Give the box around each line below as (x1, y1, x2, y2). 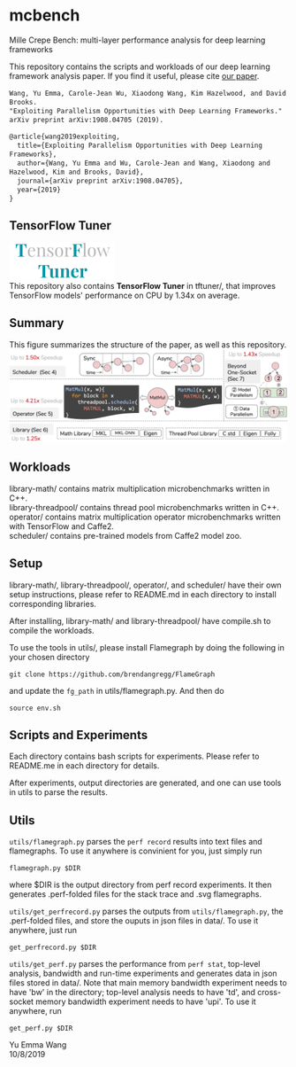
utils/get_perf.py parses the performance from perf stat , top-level (9, 959, 261, 970)
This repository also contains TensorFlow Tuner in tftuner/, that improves (9, 280, 277, 291)
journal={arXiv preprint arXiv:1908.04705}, (17, 176, 184, 185)
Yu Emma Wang (9, 1040, 67, 1050)
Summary (9, 315, 65, 331)
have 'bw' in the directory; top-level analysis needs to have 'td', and (9, 987, 256, 998)
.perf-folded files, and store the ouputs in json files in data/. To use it (9, 915, 259, 926)
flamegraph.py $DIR (9, 864, 81, 873)
